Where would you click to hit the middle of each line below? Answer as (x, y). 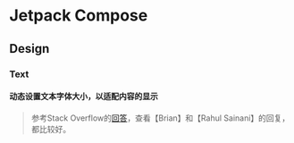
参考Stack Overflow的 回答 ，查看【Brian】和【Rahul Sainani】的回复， (160, 118)
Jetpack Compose (79, 16)
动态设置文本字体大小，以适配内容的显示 (84, 97)
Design (29, 49)
